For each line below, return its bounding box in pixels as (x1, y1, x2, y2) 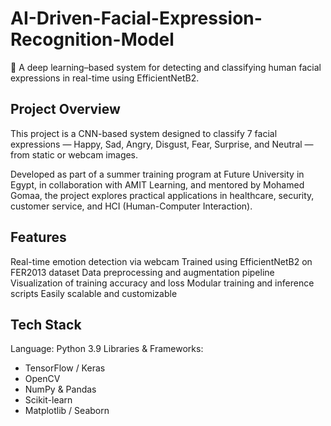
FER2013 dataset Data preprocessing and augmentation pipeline (10, 266, 275, 278)
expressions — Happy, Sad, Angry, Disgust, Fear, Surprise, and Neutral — (10, 138, 314, 150)
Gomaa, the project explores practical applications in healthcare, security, (10, 189, 315, 201)
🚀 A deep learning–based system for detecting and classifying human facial (10, 61, 322, 73)
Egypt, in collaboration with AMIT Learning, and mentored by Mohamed (10, 178, 305, 191)
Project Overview (10, 101, 121, 118)
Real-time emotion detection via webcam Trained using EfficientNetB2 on (10, 255, 313, 267)
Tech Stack (10, 316, 82, 333)
